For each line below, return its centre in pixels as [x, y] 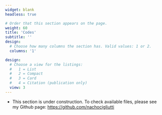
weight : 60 [16, 28]
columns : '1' [23, 51]
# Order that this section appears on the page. [56, 23]
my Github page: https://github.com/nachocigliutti [63, 107]
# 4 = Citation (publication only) [49, 83]
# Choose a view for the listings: [46, 64]
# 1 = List [23, 69]
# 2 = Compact [26, 74]
